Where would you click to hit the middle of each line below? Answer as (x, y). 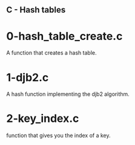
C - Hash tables (36, 10)
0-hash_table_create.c (64, 36)
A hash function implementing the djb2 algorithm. (68, 94)
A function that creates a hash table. (51, 53)
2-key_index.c (43, 119)
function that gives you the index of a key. (58, 135)
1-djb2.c (28, 77)
